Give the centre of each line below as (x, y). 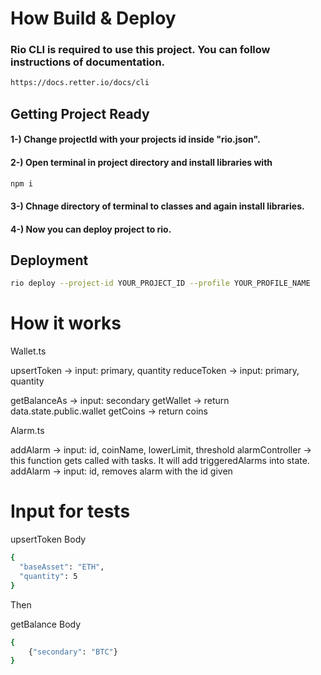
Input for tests (70, 511)
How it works (66, 323)
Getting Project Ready (80, 113)
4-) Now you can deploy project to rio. (91, 229)
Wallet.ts (28, 351)
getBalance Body (46, 624)
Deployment (49, 260)
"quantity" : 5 (48, 576)
